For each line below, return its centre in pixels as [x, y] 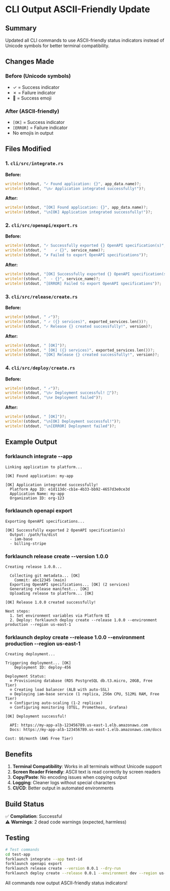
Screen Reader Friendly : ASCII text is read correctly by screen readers [87, 772]
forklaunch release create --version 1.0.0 [57, 556]
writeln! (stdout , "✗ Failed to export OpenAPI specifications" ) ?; [77, 255]
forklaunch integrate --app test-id [44, 859]
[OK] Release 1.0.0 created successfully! [51, 602]
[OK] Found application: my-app [39, 476]
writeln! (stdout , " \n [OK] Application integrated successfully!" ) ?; [79, 212]
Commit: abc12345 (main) [40, 580]
